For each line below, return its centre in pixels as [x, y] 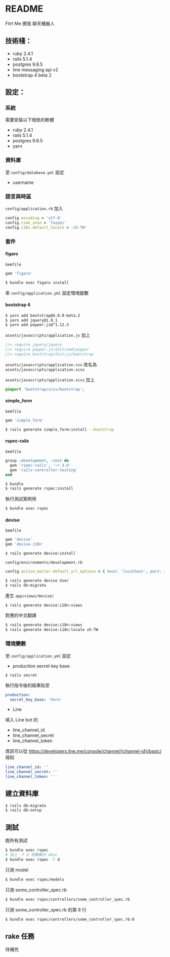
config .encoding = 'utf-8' [34, 218]
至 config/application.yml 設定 [38, 656]
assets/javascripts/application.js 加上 [48, 335]
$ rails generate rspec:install [39, 489]
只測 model [17, 870]
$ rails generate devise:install [40, 553]
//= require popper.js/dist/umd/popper [47, 350]
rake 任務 [20, 936]
